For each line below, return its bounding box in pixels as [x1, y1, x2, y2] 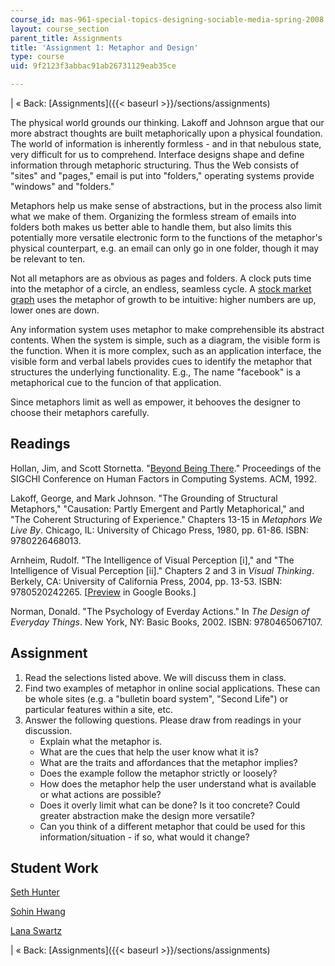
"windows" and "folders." [10, 181, 115, 192]
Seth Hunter [10, 886, 60, 898]
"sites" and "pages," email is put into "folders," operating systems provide [10, 170, 315, 181]
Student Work [10, 860, 99, 877]
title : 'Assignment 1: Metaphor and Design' [10, 42, 199, 53]
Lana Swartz [10, 925, 62, 937]
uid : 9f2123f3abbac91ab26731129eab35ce [10, 61, 177, 71]
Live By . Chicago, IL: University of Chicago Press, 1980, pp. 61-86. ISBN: [10, 524, 309, 536]
